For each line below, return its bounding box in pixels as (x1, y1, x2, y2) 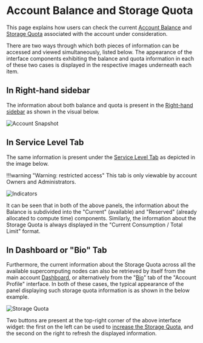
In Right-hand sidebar (6, 86, 90, 96)
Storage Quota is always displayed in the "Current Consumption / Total (6, 221, 183, 228)
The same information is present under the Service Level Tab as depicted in (6, 153, 196, 161)
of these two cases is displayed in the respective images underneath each (6, 61, 192, 69)
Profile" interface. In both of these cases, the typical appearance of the (6, 280, 184, 288)
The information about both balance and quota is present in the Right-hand (6, 101, 193, 109)
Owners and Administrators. (6, 178, 77, 185)
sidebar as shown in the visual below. (6, 107, 100, 115)
